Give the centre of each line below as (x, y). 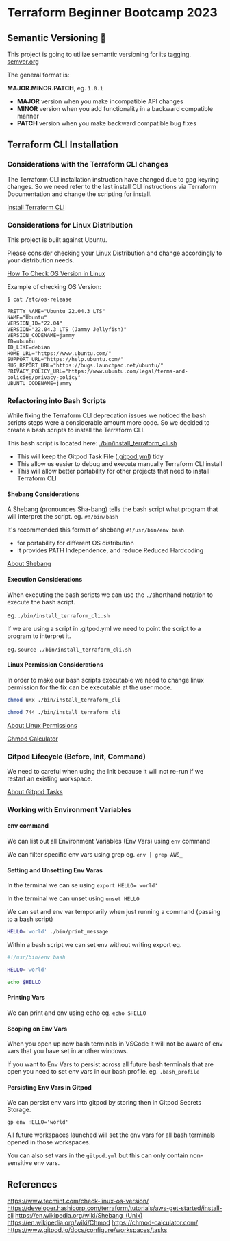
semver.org (23, 62)
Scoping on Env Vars (37, 1029)
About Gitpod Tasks (35, 791)
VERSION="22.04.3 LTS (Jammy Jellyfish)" (67, 329)
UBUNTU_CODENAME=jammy (39, 383)
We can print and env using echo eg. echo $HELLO (77, 1013)
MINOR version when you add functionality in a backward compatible (115, 109)
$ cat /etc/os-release (39, 299)
